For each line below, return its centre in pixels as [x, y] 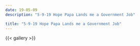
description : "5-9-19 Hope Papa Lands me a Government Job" [71, 15]
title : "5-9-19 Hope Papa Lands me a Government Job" [64, 24]
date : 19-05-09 [21, 10]
